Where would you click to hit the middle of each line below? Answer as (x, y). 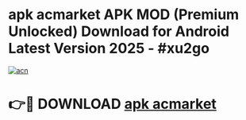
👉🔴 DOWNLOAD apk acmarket (112, 104)
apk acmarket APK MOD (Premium (124, 15)
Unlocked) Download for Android (119, 31)
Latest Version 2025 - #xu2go (109, 48)
